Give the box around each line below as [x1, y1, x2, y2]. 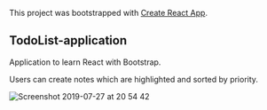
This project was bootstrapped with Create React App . [9, 8, 208, 18]
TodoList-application [9, 33, 127, 48]
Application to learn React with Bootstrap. [9, 57, 161, 67]
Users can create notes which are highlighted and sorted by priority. [9, 74, 259, 84]
